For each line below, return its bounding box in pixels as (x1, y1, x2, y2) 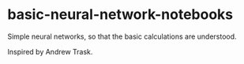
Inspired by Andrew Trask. (7, 47, 93, 56)
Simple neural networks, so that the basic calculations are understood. (7, 32, 238, 41)
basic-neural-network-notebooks (7, 6, 234, 24)
